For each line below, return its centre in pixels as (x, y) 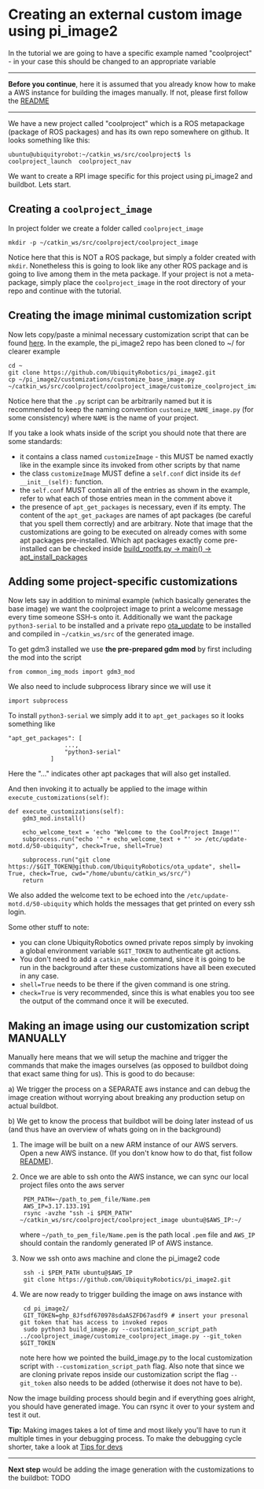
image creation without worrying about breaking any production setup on (126, 1098)
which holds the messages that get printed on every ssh (164, 904)
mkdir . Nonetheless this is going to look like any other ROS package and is (128, 265)
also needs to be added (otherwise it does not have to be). (148, 1383)
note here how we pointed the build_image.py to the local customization (136, 1358)
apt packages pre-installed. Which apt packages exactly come (121, 540)
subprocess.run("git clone (66, 860)
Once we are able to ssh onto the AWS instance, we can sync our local (134, 1177)
